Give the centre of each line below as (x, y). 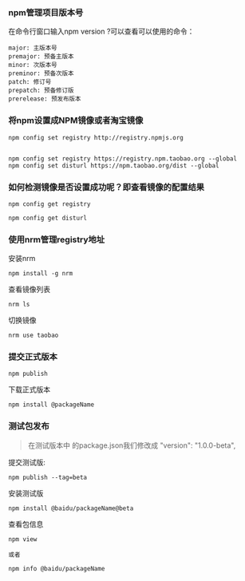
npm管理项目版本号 (46, 12)
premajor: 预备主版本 (41, 57)
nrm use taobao (34, 336)
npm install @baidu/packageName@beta (71, 508)
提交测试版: (27, 462)
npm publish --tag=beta (48, 477)
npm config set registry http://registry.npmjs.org (96, 137)
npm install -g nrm (41, 274)
